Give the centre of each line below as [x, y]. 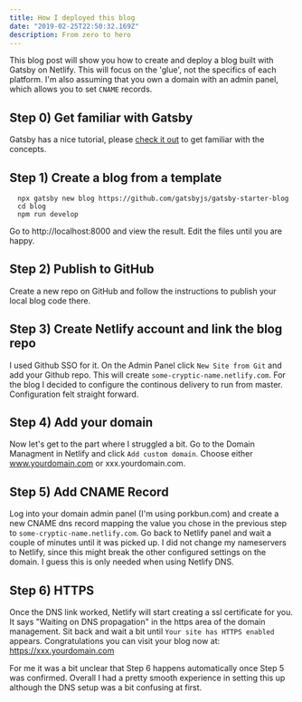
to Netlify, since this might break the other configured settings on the [138, 553]
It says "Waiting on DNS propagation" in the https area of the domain [137, 622]
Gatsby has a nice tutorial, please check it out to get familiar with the [137, 139]
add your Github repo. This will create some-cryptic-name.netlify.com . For [148, 375]
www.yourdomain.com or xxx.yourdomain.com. [98, 464]
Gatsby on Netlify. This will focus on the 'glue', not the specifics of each [143, 70]
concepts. [28, 149]
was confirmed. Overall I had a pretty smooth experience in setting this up [147, 678]
